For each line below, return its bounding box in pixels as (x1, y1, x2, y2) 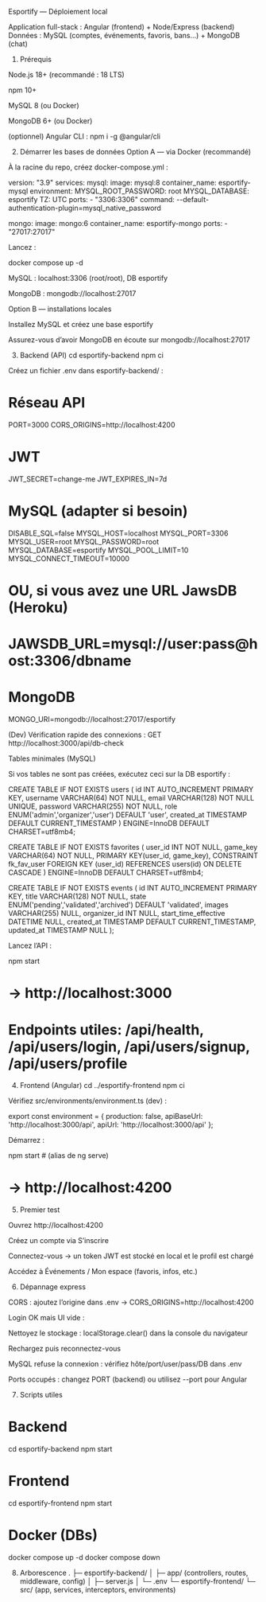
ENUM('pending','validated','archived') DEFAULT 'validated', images (8, 900, 229, 910)
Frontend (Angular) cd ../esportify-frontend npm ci (19, 1081, 185, 1090)
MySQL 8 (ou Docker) (8, 101, 79, 110)
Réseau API (8, 394, 86, 412)
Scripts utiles (19, 1390, 64, 1400)
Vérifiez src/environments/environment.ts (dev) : (8, 1096, 167, 1105)
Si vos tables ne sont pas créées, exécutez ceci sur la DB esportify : (8, 770, 230, 779)
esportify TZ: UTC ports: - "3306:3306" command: (8, 195, 175, 204)
